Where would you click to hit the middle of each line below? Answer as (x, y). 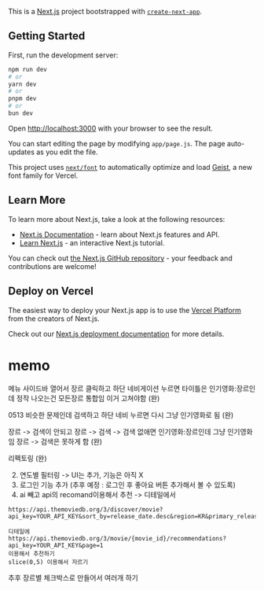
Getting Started (47, 36)
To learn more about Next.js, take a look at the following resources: (117, 219)
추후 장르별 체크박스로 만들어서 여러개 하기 (73, 577)
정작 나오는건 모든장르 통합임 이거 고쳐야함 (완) (88, 398)
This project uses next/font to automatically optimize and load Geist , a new (130, 167)
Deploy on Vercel (51, 291)
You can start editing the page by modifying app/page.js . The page (117, 143)
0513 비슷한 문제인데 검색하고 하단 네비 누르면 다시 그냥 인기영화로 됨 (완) (121, 415)
